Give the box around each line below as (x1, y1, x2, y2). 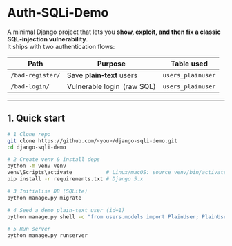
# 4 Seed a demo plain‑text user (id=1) (7, 207, 126, 214)
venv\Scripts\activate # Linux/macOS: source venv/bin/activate (7, 169, 227, 176)
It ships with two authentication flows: (7, 42, 115, 50)
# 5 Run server (7, 226, 51, 233)
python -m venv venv (7, 162, 67, 170)
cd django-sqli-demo (7, 144, 67, 151)
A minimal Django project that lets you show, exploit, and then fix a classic (7, 28, 221, 36)
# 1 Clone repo (7, 131, 51, 138)
